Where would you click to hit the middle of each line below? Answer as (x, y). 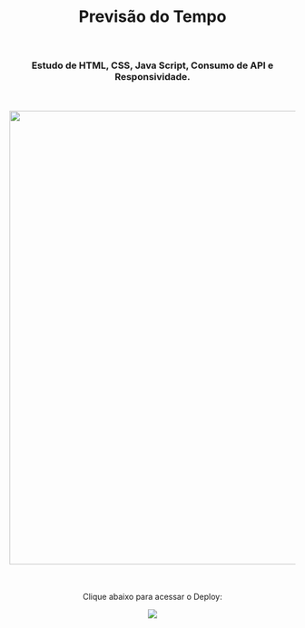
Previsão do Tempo (152, 17)
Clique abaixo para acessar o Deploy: (152, 597)
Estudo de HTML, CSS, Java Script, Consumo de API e (152, 65)
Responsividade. (152, 76)
